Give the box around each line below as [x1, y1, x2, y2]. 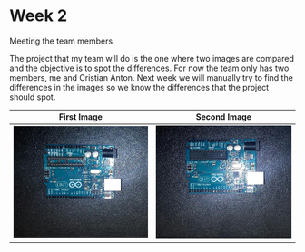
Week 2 [9, 5, 68, 26]
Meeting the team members [9, 35, 113, 46]
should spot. [9, 92, 56, 102]
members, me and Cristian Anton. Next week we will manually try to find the [9, 72, 293, 82]
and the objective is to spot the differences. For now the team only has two [9, 63, 290, 73]
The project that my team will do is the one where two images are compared [9, 53, 295, 63]
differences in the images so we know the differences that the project [9, 82, 270, 92]
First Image [58, 111, 103, 122]
